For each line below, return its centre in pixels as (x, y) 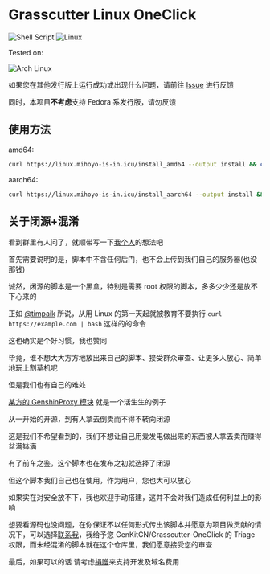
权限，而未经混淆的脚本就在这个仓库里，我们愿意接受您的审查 (110, 545)
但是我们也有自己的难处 (47, 385)
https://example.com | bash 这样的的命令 (78, 324)
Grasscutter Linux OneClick (102, 15)
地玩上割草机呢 (33, 368)
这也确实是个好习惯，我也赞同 (57, 341)
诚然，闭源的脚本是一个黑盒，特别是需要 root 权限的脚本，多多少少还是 (126, 286)
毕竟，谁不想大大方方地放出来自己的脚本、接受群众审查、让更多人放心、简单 (135, 358)
